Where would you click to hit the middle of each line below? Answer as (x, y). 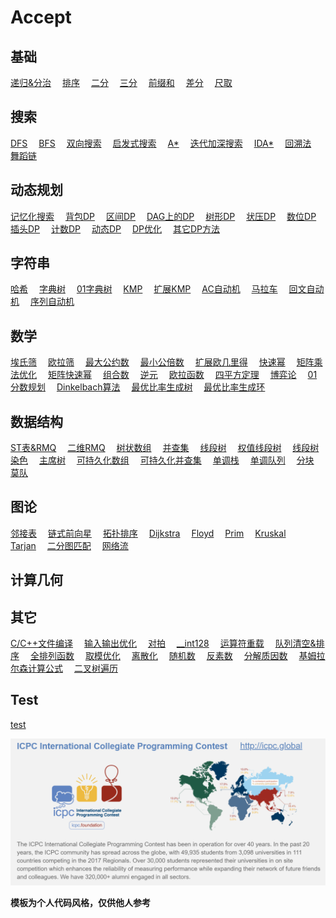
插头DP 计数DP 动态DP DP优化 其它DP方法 (115, 228)
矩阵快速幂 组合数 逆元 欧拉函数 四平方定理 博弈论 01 (182, 375)
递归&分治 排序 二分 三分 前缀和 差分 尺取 (121, 82)
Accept (41, 17)
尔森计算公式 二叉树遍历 (64, 668)
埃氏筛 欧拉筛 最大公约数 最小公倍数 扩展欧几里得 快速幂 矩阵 (162, 362)
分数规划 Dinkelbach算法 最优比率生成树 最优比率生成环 (138, 387)
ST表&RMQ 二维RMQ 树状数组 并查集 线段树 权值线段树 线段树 (165, 448)
